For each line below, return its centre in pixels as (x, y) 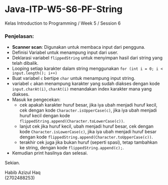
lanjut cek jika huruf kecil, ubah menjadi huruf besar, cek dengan (87, 126)
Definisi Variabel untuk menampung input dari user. (65, 53)
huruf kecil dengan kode (45, 116)
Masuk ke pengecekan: (36, 100)
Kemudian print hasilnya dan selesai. (50, 153)
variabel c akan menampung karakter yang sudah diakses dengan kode (86, 83)
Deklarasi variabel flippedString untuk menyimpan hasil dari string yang (87, 58)
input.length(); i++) (34, 73)
